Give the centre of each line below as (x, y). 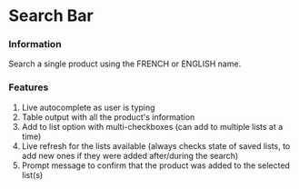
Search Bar (51, 16)
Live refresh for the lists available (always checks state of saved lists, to (156, 145)
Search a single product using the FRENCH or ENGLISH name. (125, 64)
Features (29, 87)
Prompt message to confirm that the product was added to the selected (155, 165)
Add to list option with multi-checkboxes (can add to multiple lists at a (152, 126)
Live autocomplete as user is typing (88, 107)
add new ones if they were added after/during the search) (130, 155)
